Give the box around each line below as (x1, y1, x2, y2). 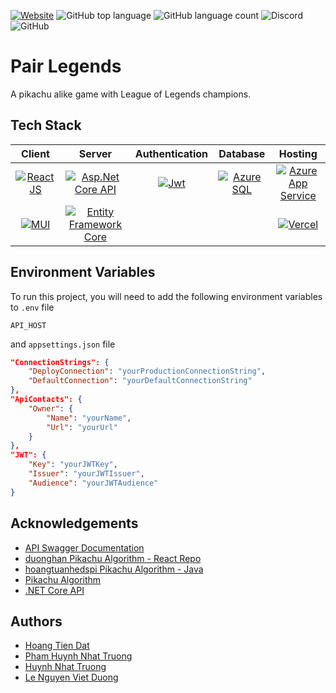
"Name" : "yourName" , (46, 413, 132, 423)
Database (218, 146, 266, 160)
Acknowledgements (10, 515, 139, 532)
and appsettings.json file (10, 338, 116, 350)
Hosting (278, 146, 318, 160)
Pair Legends (10, 55, 122, 78)
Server (78, 146, 112, 160)
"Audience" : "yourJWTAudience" (28, 478, 159, 488)
